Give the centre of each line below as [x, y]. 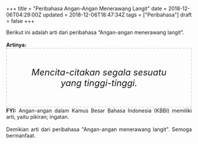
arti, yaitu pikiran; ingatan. [38, 117]
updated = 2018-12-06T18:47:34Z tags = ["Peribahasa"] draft [117, 15]
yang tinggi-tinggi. [99, 83]
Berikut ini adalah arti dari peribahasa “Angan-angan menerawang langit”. [95, 32]
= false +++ [20, 21]
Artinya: [16, 45]
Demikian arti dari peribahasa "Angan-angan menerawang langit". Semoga [99, 129]
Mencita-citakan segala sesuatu [99, 73]
